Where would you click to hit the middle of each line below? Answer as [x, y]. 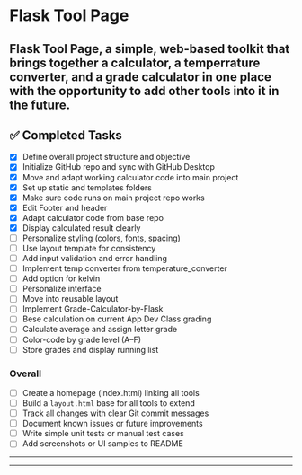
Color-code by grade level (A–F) [82, 339]
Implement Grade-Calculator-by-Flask [93, 309]
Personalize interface [62, 289]
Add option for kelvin [61, 278]
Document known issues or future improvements [113, 424]
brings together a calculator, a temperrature [135, 62]
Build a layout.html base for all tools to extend [108, 403]
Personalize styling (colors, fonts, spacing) [102, 238]
